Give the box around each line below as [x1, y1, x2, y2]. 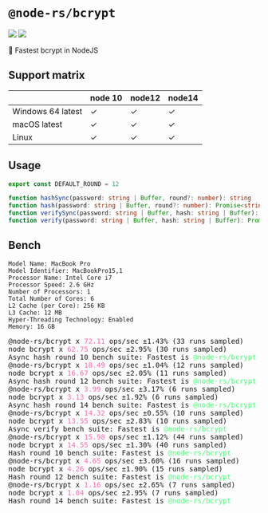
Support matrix [8, 69, 85, 82]
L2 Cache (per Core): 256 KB [8, 302, 105, 310]
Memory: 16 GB [8, 322, 56, 330]
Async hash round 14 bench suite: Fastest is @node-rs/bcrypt [8, 401, 257, 409]
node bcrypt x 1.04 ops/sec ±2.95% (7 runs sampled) [8, 488, 219, 497]
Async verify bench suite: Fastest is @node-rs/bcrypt [8, 424, 227, 433]
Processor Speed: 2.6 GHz [8, 281, 94, 289]
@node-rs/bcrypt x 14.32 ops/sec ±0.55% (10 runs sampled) [8, 408, 245, 417]
